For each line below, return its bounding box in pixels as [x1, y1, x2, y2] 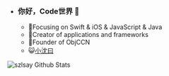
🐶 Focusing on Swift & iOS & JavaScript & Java [28, 23, 163, 31]
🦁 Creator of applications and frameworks [28, 31, 148, 39]
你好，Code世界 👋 [17, 6, 80, 16]
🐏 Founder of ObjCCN [28, 38, 91, 47]
